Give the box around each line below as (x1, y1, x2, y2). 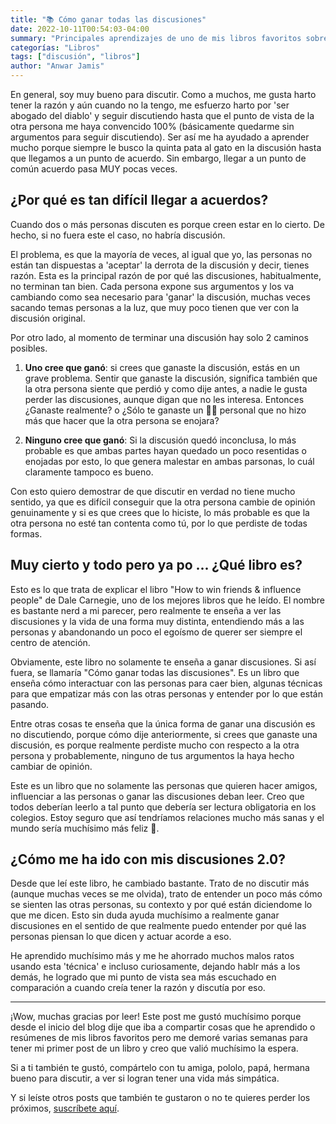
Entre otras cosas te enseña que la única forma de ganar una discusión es (10, 717, 316, 730)
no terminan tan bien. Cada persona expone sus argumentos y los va (10, 280, 295, 292)
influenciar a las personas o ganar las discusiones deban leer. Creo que (10, 790, 305, 802)
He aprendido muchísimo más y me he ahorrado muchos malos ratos (10, 950, 295, 962)
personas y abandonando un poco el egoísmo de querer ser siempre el (10, 626, 303, 638)
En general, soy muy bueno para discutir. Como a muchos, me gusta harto (10, 89, 317, 100)
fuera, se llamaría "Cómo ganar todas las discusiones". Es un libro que (10, 666, 300, 678)
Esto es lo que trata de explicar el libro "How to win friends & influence (10, 583, 302, 595)
